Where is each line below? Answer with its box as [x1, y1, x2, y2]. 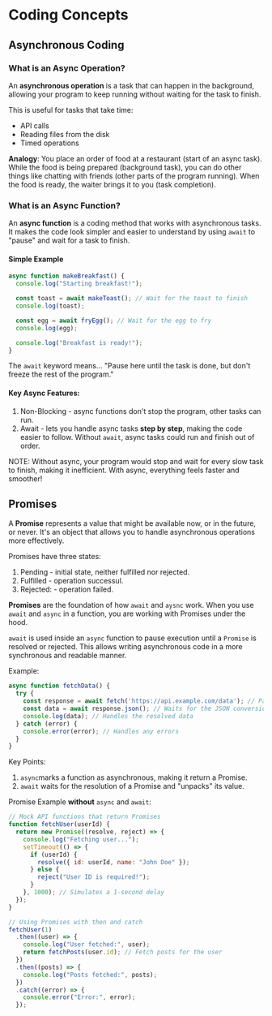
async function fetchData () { [8, 682, 111, 691]
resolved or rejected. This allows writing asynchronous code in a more [8, 642, 243, 652]
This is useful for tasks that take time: [8, 105, 134, 114]
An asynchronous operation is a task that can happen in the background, [8, 80, 255, 90]
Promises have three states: [8, 552, 101, 562]
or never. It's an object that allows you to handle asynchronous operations [8, 527, 255, 537]
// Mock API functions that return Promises [8, 813, 161, 821]
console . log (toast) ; [15, 302, 85, 310]
